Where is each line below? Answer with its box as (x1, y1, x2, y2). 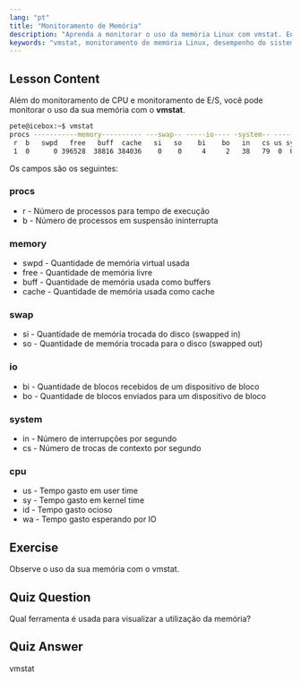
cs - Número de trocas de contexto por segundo (21, 443, 202, 454)
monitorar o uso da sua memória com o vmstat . (9, 105, 185, 115)
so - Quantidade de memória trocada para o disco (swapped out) (21, 338, 263, 349)
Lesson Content (9, 71, 100, 86)
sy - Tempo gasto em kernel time (21, 495, 145, 506)
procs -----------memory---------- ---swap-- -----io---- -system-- (9, 130, 271, 139)
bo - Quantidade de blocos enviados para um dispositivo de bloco (21, 390, 267, 401)
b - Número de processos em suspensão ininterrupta (21, 215, 219, 226)
